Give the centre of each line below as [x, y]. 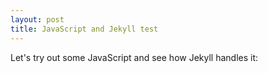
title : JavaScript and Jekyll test [84, 29]
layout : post [37, 19]
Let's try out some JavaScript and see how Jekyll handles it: [134, 57]
